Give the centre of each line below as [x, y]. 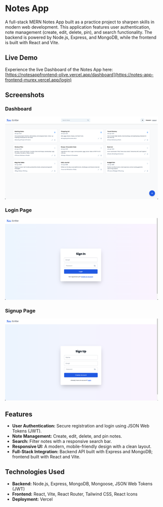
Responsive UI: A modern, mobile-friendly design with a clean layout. [82, 446]
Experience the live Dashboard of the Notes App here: [59, 69]
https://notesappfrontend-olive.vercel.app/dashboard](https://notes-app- [80, 74]
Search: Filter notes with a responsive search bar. [62, 441]
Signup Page [20, 311]
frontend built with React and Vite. [46, 457]
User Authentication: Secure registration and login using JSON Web [81, 425]
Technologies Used [35, 472]
